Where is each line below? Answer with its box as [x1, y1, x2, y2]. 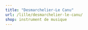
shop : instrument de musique [5, 17, 67, 22]
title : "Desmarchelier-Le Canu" [5, 7, 74, 13]
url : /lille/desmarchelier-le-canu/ [5, 12, 83, 17]
